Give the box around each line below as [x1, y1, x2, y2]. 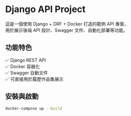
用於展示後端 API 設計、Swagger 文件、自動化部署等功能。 [5, 27, 128, 33]
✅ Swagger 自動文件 [5, 70, 48, 76]
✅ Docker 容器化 [5, 63, 40, 69]
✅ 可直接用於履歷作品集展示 [5, 76, 64, 82]
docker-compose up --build [5, 106, 62, 111]
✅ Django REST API [5, 57, 47, 63]
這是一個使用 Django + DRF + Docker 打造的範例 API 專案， [5, 21, 129, 27]
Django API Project [5, 4, 86, 15]
